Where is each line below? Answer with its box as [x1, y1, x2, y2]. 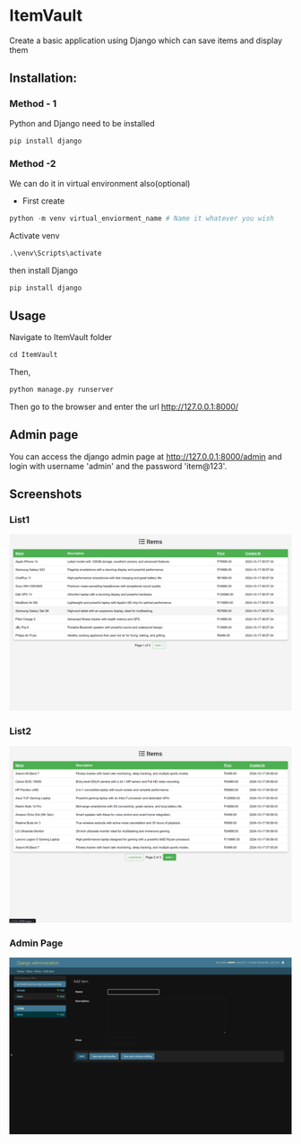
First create [21, 195, 65, 206]
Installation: [9, 71, 78, 86]
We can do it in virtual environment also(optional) [9, 178, 191, 188]
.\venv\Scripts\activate [9, 249, 102, 258]
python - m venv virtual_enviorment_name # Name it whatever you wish [9, 214, 275, 223]
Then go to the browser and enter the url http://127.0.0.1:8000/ [9, 401, 239, 412]
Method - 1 [9, 98, 57, 110]
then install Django [9, 265, 79, 275]
